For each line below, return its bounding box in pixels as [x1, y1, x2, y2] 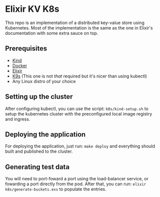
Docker [12, 62, 28, 68]
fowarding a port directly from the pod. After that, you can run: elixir [5, 181, 146, 187]
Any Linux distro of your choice [12, 78, 76, 84]
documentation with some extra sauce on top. [5, 30, 98, 36]
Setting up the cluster [5, 92, 73, 101]
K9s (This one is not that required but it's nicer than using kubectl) [12, 73, 147, 79]
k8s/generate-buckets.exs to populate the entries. [5, 186, 107, 192]
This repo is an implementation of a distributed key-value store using [5, 20, 145, 26]
